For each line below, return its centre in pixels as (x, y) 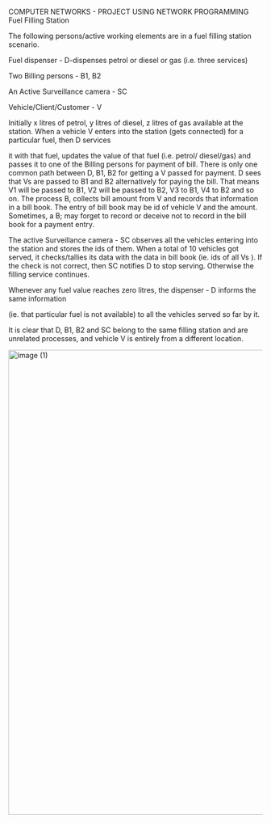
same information (38, 299)
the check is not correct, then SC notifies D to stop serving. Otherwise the (131, 266)
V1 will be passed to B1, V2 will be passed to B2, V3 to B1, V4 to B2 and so (131, 190)
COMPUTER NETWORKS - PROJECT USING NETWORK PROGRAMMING (129, 12)
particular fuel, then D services (60, 140)
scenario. (24, 44)
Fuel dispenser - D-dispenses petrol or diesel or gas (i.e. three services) (128, 60)
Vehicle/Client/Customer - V (55, 107)
